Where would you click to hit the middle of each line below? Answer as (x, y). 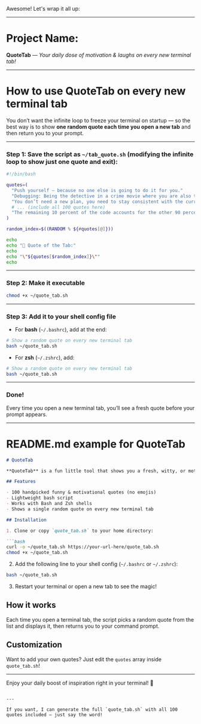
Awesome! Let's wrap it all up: (43, 9)
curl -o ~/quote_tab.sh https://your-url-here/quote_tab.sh (83, 547)
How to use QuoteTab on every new (96, 91)
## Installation (26, 520)
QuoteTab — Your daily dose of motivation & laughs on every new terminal (99, 55)
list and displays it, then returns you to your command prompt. (83, 626)
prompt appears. (27, 414)
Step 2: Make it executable (46, 283)
